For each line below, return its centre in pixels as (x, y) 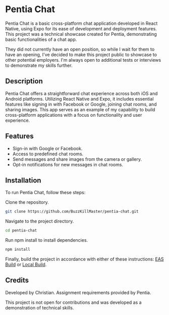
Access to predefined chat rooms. (48, 154)
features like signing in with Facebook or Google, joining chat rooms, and (81, 104)
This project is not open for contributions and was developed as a (74, 302)
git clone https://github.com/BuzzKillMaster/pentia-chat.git (72, 212)
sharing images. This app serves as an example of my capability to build (80, 109)
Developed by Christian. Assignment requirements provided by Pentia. (78, 292)
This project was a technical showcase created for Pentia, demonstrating (81, 34)
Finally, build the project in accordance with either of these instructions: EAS (84, 259)
